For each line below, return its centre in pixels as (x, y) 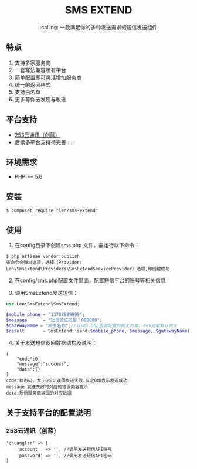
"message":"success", (43, 364)
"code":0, (29, 359)
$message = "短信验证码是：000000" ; (54, 320)
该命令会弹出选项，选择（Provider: (44, 263)
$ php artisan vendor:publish (43, 256)
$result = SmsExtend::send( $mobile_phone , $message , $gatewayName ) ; (99, 331)
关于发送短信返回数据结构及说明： (56, 343)
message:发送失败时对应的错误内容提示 (47, 387)
